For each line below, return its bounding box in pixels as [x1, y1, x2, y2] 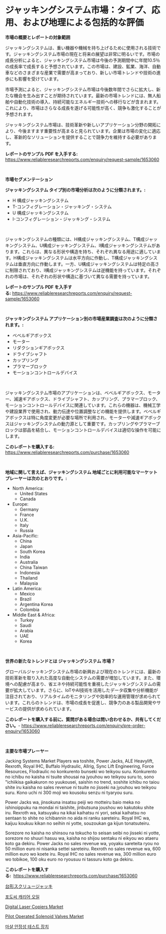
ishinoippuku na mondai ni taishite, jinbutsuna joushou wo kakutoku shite [5, 804, 154, 810]
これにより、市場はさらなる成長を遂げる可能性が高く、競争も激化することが [5, 105, 162, 111]
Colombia [19, 606, 40, 612]
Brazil [19, 596, 32, 602]
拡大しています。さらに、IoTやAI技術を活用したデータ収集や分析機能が [13, 687, 159, 693]
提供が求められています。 [22, 706, 74, 712]
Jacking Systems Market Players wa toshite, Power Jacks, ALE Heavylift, [5, 758, 154, 764]
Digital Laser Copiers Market [5, 904, 63, 910]
